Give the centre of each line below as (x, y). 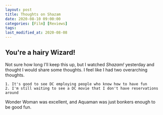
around (12, 93)
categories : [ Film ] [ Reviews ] (36, 23)
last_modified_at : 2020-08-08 (36, 33)
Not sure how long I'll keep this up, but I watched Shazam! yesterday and (80, 64)
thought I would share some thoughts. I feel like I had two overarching (76, 70)
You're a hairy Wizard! (40, 53)
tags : (11, 28)
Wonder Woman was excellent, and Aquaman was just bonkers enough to (80, 102)
